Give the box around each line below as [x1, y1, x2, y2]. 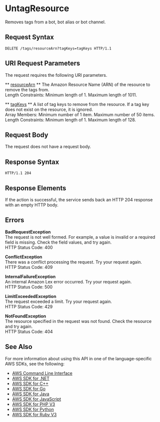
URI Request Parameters [5, 59, 80, 68]
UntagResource [5, 3, 69, 14]
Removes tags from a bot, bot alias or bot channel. [5, 19, 106, 25]
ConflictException [5, 254, 43, 260]
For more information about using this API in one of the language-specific [5, 355, 152, 361]
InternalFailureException [5, 273, 56, 280]
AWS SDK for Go [12, 386, 46, 391]
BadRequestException [5, 229, 51, 235]
